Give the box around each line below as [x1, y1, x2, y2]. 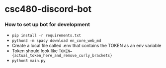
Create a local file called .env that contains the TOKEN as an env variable [11, 43, 162, 49]
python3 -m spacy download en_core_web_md [11, 38, 101, 43]
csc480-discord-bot [4, 3, 91, 15]
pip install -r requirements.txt [11, 33, 82, 38]
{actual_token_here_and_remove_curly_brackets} [11, 53, 112, 58]
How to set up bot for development [4, 21, 90, 28]
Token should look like [11, 48, 58, 54]
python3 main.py [11, 58, 46, 64]
